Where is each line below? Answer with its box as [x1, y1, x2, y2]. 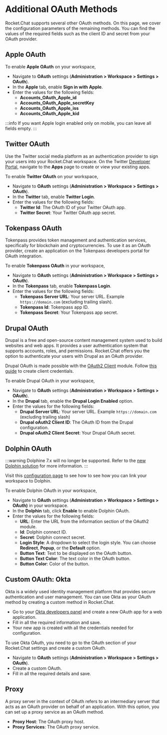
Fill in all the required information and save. [12, 619, 101, 625]
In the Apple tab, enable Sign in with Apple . [12, 84, 103, 90]
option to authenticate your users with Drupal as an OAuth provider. [5, 353, 144, 359]
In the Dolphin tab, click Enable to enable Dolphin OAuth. [12, 508, 130, 513]
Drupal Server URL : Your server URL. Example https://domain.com [19, 409, 157, 415]
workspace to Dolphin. [5, 478, 52, 484]
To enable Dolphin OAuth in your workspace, [5, 488, 97, 493]
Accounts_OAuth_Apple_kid [19, 110, 80, 116]
